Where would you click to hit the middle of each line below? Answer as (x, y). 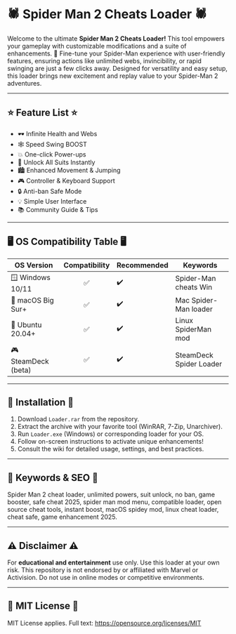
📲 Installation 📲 (41, 402)
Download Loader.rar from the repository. (78, 419)
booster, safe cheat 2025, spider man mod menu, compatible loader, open (114, 502)
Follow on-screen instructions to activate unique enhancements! (110, 442)
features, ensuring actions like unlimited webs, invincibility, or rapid (104, 60)
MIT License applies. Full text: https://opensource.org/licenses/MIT (104, 623)
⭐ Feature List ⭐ (42, 113)
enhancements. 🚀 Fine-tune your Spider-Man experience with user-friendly (116, 53)
